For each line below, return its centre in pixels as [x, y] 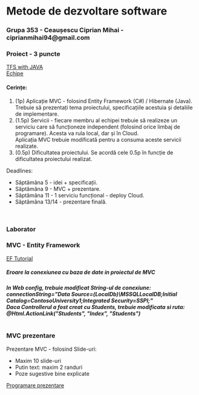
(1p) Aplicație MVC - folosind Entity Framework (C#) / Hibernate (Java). [103, 101]
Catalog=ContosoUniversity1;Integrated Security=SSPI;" [80, 300]
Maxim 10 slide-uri [38, 360]
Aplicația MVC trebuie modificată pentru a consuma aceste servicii [98, 139]
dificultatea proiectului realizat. [54, 159]
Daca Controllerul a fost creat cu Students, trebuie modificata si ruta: [96, 307]
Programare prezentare [35, 385]
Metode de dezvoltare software [87, 11]
